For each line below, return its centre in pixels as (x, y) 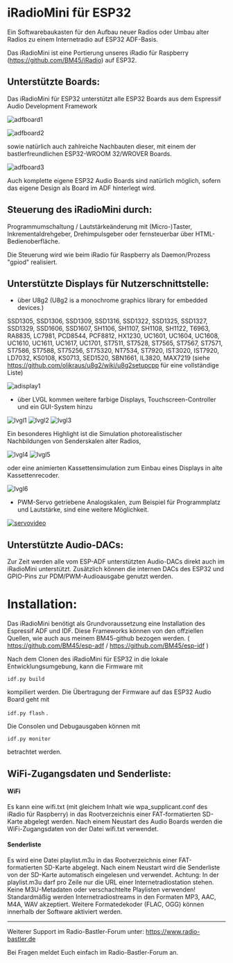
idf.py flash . (28, 713)
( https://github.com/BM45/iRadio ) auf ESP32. (72, 60)
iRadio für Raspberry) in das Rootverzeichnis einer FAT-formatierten (104, 814)
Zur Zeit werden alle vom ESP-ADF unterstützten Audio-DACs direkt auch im (116, 562)
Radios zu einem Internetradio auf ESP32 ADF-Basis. (83, 39)
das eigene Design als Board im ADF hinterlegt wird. (81, 188)
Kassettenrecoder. (34, 476)
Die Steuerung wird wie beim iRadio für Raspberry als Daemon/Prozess (109, 254)
